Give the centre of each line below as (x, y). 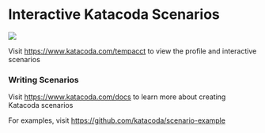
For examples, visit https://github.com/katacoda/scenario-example (117, 120)
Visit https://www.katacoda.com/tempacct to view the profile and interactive (132, 51)
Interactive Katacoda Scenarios (114, 15)
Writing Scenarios (44, 79)
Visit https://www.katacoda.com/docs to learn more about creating (117, 97)
